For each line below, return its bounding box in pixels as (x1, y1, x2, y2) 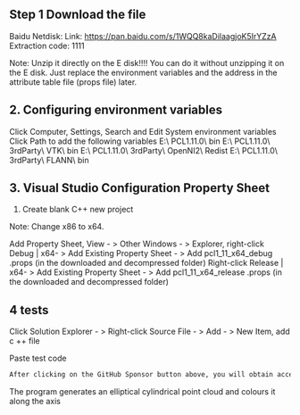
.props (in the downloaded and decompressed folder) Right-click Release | (9, 258, 284, 269)
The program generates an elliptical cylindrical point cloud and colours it (9, 386, 276, 397)
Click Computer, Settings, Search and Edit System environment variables (9, 126, 277, 137)
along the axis (9, 396, 61, 407)
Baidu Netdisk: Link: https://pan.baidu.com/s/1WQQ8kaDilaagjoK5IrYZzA (9, 30, 277, 41)
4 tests (9, 303, 49, 318)
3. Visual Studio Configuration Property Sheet (9, 180, 271, 195)
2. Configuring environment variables (9, 103, 223, 118)
